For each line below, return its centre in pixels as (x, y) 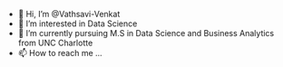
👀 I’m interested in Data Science (78, 24)
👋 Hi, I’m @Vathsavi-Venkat (69, 14)
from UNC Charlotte (55, 43)
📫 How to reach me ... (60, 53)
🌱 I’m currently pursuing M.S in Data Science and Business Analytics (146, 33)
